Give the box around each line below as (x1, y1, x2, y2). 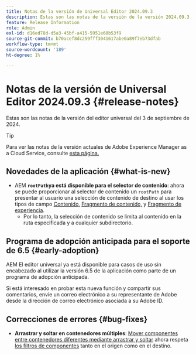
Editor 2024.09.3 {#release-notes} (6, 95, 180, 108)
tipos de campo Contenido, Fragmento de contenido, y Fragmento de (14, 200, 182, 208)
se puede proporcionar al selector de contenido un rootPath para (14, 188, 172, 195)
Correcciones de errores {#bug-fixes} (6, 314, 148, 324)
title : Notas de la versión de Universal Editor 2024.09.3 (6, 8, 153, 15)
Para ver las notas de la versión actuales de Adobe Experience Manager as (6, 143, 187, 150)
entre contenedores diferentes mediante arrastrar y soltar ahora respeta (14, 336, 188, 343)
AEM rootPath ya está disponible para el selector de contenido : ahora (14, 182, 184, 189)
